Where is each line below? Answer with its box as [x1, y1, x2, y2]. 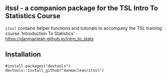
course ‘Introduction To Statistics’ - [5, 30, 78, 36]
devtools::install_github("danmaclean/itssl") [5, 67, 104, 73]
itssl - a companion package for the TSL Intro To [5, 4, 158, 12]
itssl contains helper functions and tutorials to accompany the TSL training [5, 25, 162, 31]
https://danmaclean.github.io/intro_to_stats [5, 35, 94, 41]
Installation [5, 50, 41, 59]
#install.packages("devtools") [5, 63, 71, 68]
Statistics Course [5, 12, 61, 20]
